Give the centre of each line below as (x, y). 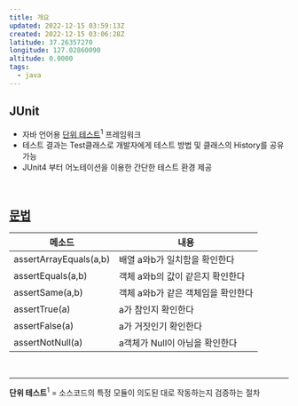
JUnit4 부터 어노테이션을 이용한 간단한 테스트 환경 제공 (117, 167)
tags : (19, 68)
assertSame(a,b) (48, 292)
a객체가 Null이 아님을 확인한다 (178, 343)
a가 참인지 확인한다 (156, 310)
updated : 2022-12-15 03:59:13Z (67, 26)
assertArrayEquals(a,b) (62, 259)
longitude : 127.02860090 (55, 51)
